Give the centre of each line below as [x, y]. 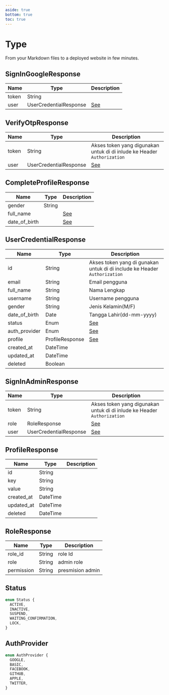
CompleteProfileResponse [47, 183]
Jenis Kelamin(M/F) [112, 306]
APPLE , [17, 679]
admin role [70, 562]
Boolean [55, 364]
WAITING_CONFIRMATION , [33, 618]
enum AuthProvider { [27, 655]
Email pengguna [108, 282]
